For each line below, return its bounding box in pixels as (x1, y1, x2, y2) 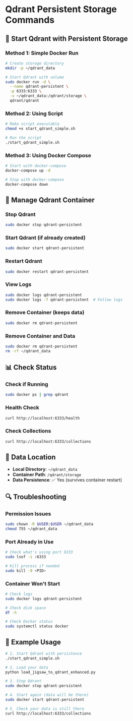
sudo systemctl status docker (5, 624, 69, 629)
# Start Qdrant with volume (5, 75, 64, 80)
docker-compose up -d (5, 168, 51, 173)
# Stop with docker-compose (5, 177, 64, 182)
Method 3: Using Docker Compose (5, 152, 92, 159)
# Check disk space (5, 605, 46, 611)
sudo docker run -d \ (5, 79, 51, 84)
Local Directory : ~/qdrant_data (12, 466, 78, 472)
